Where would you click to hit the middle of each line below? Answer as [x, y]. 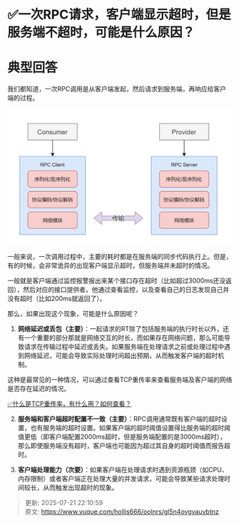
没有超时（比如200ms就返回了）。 [57, 298]
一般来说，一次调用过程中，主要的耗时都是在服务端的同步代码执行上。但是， [120, 256]
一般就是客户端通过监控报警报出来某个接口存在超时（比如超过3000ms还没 [117, 280]
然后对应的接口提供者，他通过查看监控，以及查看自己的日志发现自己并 [126, 289]
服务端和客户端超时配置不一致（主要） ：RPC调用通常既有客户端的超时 [119, 419]
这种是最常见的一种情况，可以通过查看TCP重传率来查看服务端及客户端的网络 [120, 380]
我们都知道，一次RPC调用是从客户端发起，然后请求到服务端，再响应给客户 [117, 89]
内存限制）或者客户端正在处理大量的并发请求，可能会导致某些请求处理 [121, 478]
